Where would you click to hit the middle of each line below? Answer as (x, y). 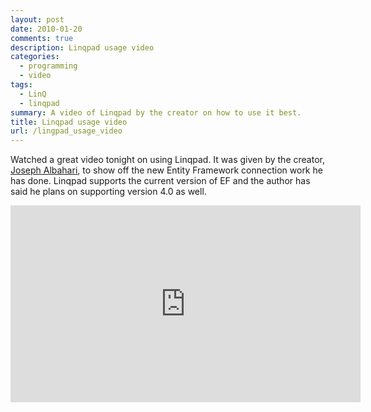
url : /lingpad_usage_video (66, 131)
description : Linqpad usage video (82, 47)
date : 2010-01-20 (46, 29)
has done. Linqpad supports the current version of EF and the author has (160, 181)
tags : (21, 85)
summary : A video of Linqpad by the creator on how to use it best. (156, 112)
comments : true (42, 38)
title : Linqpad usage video (69, 122)
